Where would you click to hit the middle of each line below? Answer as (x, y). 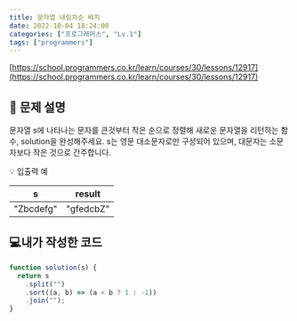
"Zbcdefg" (36, 209)
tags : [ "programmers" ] (51, 42)
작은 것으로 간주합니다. (72, 153)
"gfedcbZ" (88, 209)
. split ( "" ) (45, 284)
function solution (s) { (53, 268)
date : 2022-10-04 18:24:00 (59, 26)
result (88, 194)
